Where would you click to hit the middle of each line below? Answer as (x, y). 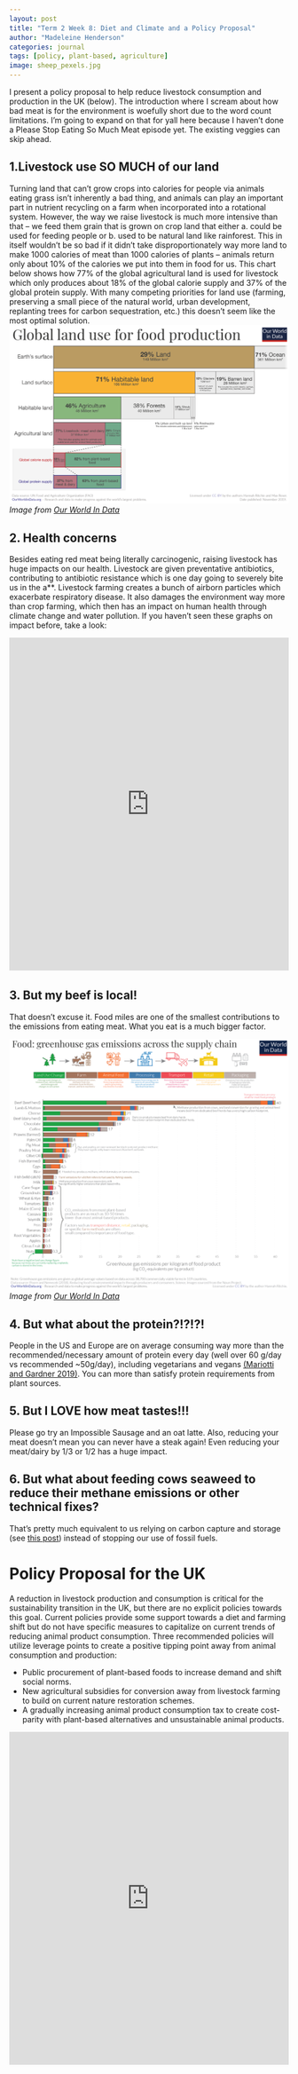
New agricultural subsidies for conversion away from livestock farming (151, 1690)
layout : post (33, 19)
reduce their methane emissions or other (124, 1493)
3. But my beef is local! (73, 996)
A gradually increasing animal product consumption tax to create (140, 1710)
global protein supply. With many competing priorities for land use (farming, (148, 292)
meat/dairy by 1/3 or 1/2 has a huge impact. (88, 1451)
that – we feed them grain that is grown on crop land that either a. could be (145, 226)
